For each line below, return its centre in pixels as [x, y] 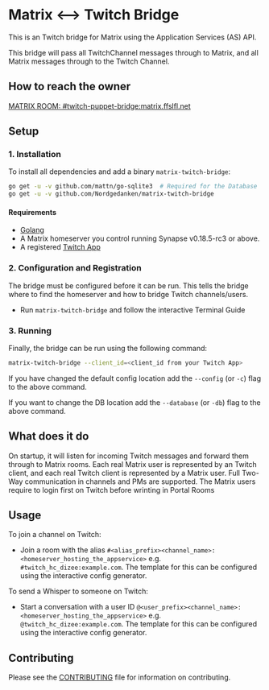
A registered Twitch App [60, 247]
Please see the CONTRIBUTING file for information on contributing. [120, 677]
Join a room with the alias [63, 550]
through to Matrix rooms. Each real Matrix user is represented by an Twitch [133, 464]
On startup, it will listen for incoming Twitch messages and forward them [129, 456]
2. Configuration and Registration [75, 268]
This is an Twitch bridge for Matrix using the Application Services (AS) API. [132, 37]
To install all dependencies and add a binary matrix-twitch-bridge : [120, 171]
